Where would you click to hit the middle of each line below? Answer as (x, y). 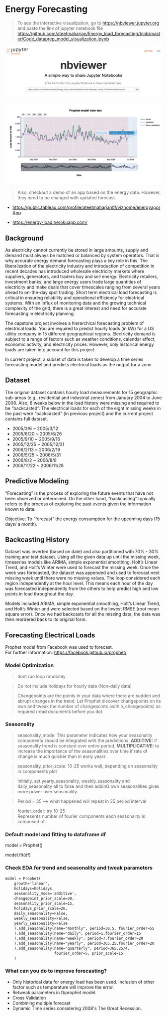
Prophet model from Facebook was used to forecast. (59, 647)
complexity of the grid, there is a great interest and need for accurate (76, 308)
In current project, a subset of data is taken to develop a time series (74, 359)
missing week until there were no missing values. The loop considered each (83, 578)
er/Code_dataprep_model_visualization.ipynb (63, 39)
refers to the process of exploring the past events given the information (78, 504)
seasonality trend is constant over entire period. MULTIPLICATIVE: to (88, 745)
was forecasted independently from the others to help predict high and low (82, 588)
